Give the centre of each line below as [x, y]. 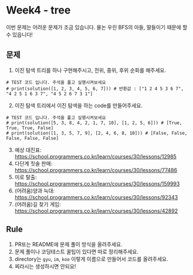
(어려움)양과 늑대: [35, 190]
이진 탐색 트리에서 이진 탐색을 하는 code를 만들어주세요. [78, 105]
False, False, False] [33, 138]
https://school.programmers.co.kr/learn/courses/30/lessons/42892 [96, 211]
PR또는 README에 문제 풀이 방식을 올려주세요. [68, 244]
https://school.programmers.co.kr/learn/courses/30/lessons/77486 [96, 170]
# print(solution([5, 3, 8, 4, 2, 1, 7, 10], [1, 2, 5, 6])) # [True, [94, 123]
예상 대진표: [28, 150]
